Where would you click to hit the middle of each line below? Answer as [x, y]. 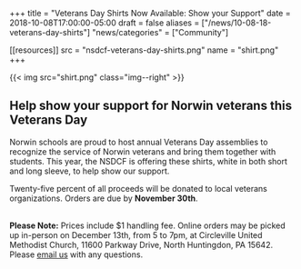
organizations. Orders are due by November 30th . [104, 198]
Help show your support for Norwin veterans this [151, 106]
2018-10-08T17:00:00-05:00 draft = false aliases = [105, 23]
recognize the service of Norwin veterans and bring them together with [143, 151]
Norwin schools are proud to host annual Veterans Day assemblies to [139, 142]
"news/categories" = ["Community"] [161, 32]
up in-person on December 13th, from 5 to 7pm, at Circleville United [136, 234]
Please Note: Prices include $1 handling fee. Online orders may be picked [147, 225]
